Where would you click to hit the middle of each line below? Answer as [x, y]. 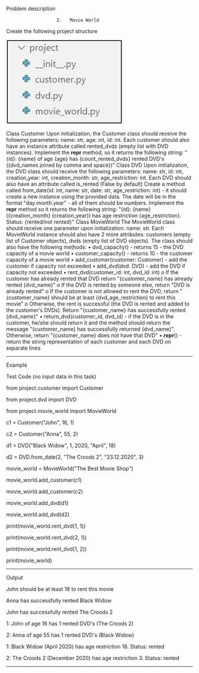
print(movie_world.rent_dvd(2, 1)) [46, 537]
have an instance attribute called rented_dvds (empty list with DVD [87, 146]
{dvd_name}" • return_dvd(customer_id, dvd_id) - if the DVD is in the [90, 316]
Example [17, 365]
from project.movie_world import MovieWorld [61, 411]
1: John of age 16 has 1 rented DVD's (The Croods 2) [70, 623]
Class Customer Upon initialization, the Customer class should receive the [97, 134]
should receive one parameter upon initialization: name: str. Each [85, 228]
